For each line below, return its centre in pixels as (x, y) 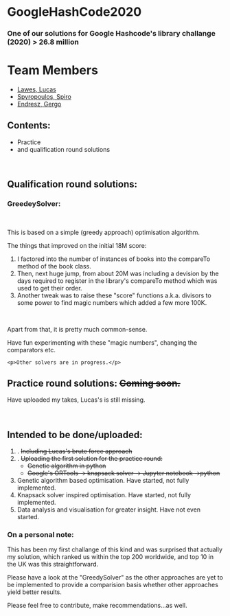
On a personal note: (41, 535)
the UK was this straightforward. (53, 564)
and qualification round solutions (64, 149)
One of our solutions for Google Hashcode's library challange (112, 34)
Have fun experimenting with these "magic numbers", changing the (102, 342)
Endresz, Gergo (39, 104)
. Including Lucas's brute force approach (74, 451)
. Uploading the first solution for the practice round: (90, 459)
